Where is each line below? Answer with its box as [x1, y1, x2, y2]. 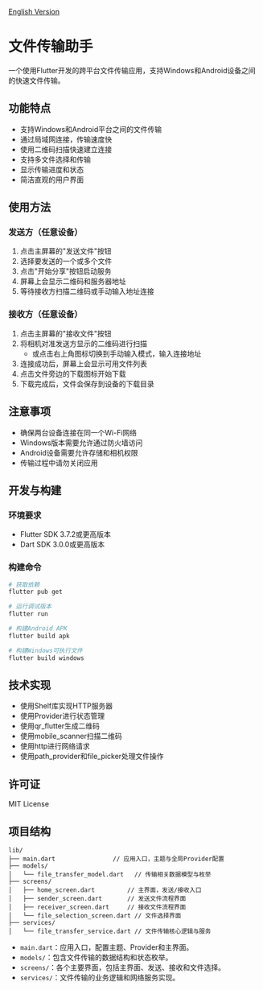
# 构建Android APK [8, 625, 68, 633]
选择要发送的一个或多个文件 [19, 257, 113, 266]
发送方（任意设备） [8, 227, 83, 238]
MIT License [8, 799, 50, 809]
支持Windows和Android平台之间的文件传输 [19, 124, 162, 134]
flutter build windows [8, 654, 84, 662]
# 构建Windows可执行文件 [8, 646, 83, 654]
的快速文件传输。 [8, 76, 65, 85]
